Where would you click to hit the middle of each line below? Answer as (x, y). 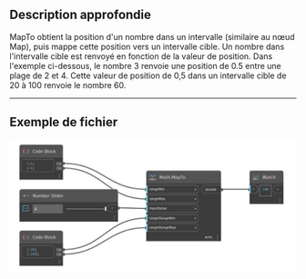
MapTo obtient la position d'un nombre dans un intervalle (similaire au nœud (152, 36)
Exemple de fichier (64, 122)
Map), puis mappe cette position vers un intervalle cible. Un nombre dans (147, 46)
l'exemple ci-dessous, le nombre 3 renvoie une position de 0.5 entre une (145, 65)
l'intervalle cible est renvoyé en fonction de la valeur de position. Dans (141, 56)
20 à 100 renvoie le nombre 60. (68, 85)
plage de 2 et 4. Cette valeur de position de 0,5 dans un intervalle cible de (148, 75)
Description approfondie (81, 15)
